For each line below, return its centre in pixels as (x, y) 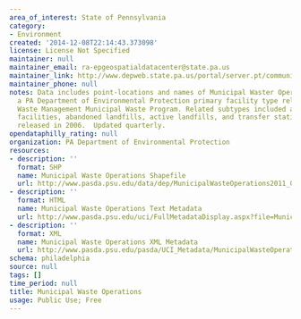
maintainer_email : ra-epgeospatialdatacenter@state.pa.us (120, 68)
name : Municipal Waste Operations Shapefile (102, 175)
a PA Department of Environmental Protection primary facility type (148, 101)
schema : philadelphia (50, 259)
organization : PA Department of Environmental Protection (120, 142)
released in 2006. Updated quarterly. (92, 126)
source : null (34, 267)
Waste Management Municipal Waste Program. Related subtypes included (152, 109)
